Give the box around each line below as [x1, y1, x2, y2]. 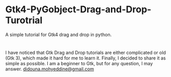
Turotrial [5, 14, 43, 26]
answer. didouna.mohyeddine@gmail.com [5, 66, 94, 72]
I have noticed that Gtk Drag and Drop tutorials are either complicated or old [5, 50, 166, 56]
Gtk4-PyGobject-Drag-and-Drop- [5, 4, 151, 15]
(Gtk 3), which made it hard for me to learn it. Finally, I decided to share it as [5, 55, 166, 61]
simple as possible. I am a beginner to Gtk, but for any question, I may [5, 61, 153, 67]
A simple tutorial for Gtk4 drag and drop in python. [5, 31, 112, 37]
